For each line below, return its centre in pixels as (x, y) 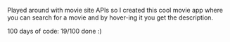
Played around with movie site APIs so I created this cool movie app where (115, 10)
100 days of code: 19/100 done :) (55, 31)
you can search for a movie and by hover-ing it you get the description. (110, 17)
